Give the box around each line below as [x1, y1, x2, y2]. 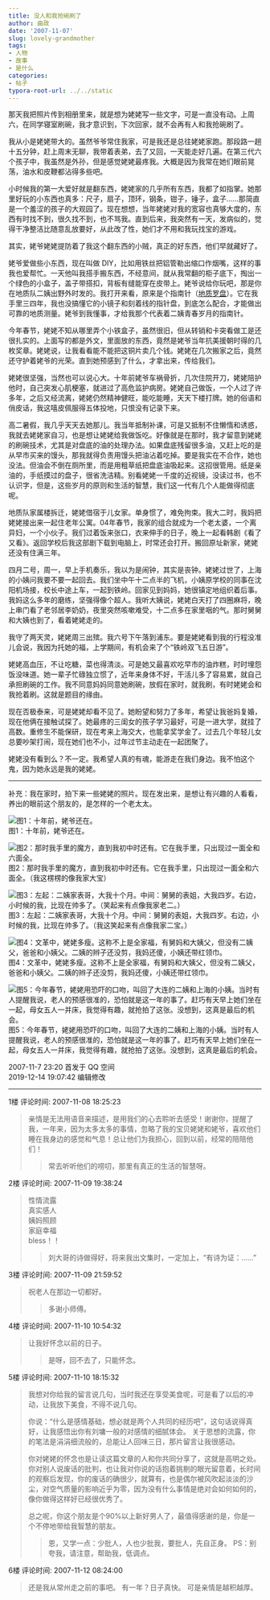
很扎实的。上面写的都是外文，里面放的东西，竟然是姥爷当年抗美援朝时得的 [8, 335, 255, 346]
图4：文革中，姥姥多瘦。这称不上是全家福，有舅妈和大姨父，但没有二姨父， [8, 958, 260, 968]
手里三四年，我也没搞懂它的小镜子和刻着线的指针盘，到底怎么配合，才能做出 [8, 298, 262, 308]
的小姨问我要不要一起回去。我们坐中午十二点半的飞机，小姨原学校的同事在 [8, 575, 255, 585]
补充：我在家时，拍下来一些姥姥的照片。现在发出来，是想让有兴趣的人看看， [8, 789, 262, 799]
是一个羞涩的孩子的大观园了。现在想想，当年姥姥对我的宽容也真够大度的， [8, 204, 255, 214]
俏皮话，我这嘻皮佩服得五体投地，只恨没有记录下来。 [8, 403, 185, 413]
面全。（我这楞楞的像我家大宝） [8, 874, 111, 883]
